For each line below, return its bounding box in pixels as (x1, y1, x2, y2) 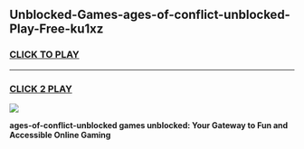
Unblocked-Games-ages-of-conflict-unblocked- (9, 7, 291, 23)
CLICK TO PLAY (9, 49, 80, 61)
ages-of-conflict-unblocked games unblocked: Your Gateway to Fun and (9, 119, 289, 130)
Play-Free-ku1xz (9, 22, 104, 37)
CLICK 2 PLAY (9, 82, 72, 95)
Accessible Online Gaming (9, 129, 111, 140)
